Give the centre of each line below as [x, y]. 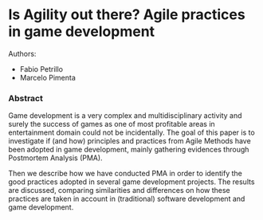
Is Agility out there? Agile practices [127, 15]
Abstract [26, 98]
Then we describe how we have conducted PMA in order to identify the [126, 174]
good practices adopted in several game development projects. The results [131, 182]
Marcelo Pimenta [47, 77]
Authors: [22, 53]
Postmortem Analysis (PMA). [55, 158]
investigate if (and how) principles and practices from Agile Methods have [130, 141]
